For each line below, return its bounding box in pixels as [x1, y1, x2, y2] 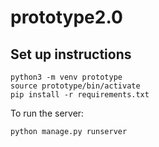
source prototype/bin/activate [10, 81, 141, 91]
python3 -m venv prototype [10, 72, 123, 82]
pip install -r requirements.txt [10, 90, 150, 100]
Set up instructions [10, 46, 132, 63]
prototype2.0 [10, 6, 123, 29]
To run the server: [10, 107, 85, 119]
